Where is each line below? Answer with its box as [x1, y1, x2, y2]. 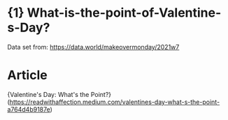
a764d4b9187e [7, 105, 50, 113]
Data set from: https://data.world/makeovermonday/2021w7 [7, 43, 180, 51]
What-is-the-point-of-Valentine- [27, 5, 222, 21]
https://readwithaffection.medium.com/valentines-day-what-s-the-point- [9, 98, 220, 106]
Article [7, 68, 48, 83]
